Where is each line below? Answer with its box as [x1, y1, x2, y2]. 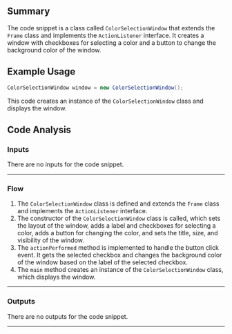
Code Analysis [7, 124, 71, 135]
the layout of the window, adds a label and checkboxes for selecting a [17, 222, 216, 230]
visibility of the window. [17, 236, 85, 244]
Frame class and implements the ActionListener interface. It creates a [7, 31, 204, 39]
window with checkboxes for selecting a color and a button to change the [7, 38, 216, 47]
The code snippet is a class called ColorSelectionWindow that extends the [7, 23, 215, 32]
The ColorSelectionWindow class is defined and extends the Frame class [17, 199, 220, 208]
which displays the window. [17, 273, 96, 282]
